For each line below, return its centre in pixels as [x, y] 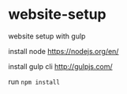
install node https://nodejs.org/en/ [64, 51]
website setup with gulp [47, 36]
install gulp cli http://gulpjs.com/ [60, 66]
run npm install [34, 81]
